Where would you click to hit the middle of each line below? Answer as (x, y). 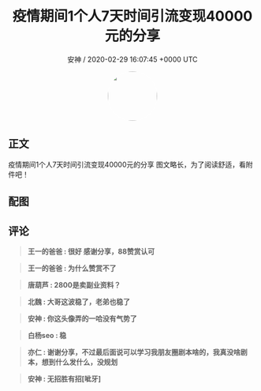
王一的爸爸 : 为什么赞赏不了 (72, 268)
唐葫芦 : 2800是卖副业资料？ (74, 284)
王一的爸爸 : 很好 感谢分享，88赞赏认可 (91, 251)
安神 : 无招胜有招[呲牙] (64, 378)
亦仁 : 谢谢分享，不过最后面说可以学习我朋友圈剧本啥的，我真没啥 (134, 352)
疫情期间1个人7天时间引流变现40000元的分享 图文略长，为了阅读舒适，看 (127, 164)
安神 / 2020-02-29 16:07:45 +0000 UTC (132, 59)
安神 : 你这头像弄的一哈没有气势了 (82, 318)
